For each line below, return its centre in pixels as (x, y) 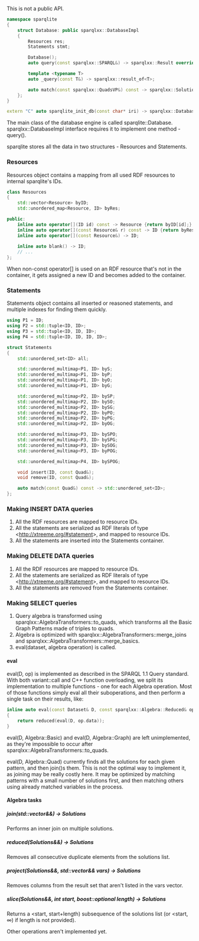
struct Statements (29, 347)
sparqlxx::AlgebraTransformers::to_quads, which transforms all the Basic (104, 622)
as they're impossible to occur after (50, 744)
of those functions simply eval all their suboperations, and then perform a (96, 693)
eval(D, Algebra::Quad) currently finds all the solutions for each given (91, 761)
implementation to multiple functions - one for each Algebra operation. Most (99, 686)
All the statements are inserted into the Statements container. (90, 540)
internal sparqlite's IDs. (35, 181)
